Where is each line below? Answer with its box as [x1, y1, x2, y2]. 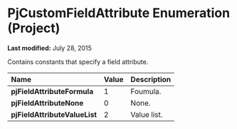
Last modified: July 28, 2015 [7, 43, 93, 52]
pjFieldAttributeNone [11, 98, 84, 108]
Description [130, 74, 172, 84]
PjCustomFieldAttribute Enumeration [7, 5, 230, 21]
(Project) [7, 20, 60, 36]
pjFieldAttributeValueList [11, 109, 98, 119]
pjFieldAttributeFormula [11, 86, 94, 96]
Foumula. [130, 86, 162, 96]
